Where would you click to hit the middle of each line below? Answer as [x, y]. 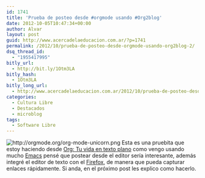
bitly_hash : [21, 74]
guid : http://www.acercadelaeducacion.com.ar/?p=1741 [76, 40]
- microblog [27, 114]
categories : [21, 97]
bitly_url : [20, 63]
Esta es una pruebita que [153, 143]
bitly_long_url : [27, 86]
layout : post [23, 35]
